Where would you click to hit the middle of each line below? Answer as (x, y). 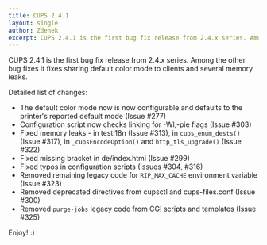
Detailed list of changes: (48, 93)
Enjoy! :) (22, 233)
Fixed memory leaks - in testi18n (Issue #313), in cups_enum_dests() (130, 133)
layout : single (33, 23)
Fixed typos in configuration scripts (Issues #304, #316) (111, 167)
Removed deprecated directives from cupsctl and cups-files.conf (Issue (137, 192)
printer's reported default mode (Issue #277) (93, 117)
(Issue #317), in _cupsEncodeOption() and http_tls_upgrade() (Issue (131, 142)
